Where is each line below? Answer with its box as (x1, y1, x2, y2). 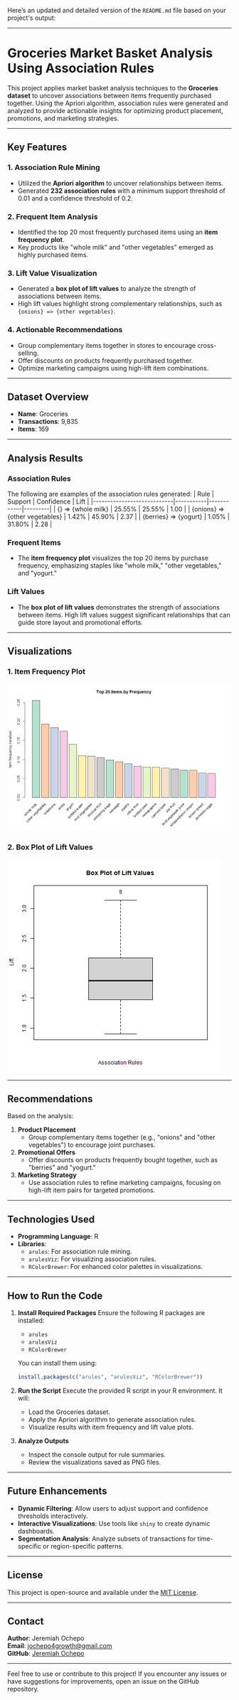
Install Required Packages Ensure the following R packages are (17, 1309, 205, 1317)
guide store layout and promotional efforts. (17, 618, 144, 627)
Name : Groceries (17, 410, 69, 418)
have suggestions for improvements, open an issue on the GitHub (7, 1677, 200, 1686)
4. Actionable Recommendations (7, 325, 123, 335)
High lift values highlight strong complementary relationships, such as (17, 299, 223, 308)
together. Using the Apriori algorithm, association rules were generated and (7, 99, 229, 107)
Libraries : (17, 1240, 47, 1248)
